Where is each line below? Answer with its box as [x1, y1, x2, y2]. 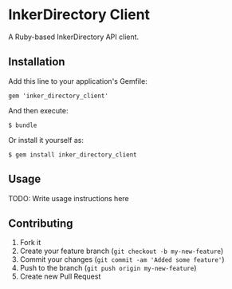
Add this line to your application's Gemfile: [8, 76, 147, 85]
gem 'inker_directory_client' [8, 92, 109, 100]
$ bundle [8, 121, 37, 129]
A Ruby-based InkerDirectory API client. [8, 32, 140, 42]
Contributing [8, 216, 73, 230]
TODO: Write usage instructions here [8, 193, 129, 203]
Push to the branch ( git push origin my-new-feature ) [19, 263, 197, 273]
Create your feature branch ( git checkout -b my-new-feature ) [19, 246, 224, 256]
